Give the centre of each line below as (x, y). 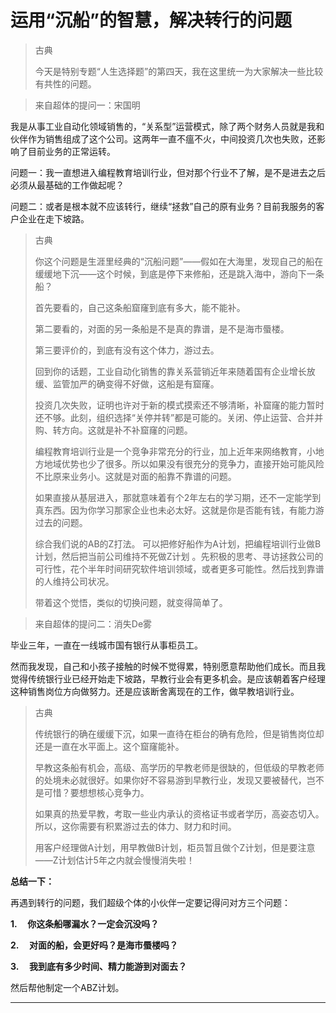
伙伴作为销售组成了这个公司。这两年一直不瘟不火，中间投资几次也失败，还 (163, 138)
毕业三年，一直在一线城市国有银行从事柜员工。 (106, 645)
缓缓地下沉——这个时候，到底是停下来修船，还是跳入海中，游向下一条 (179, 273)
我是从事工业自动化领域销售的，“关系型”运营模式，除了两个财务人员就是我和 (167, 126)
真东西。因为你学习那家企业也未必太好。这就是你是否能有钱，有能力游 (179, 510)
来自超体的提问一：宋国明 (87, 105)
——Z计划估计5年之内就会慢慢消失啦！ (114, 860)
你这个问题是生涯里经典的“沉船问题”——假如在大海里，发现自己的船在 (179, 261)
